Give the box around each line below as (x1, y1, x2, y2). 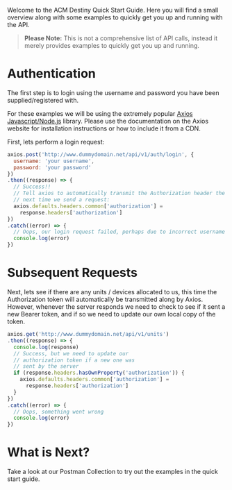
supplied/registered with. (7, 96, 78, 104)
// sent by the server (13, 363, 79, 370)
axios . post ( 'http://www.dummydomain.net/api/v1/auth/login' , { (7, 151, 194, 158)
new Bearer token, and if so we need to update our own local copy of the (7, 310, 216, 318)
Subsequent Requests (7, 265, 138, 280)
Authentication (7, 66, 96, 82)
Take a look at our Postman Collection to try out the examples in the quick (7, 468, 219, 476)
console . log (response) (13, 344, 79, 350)
